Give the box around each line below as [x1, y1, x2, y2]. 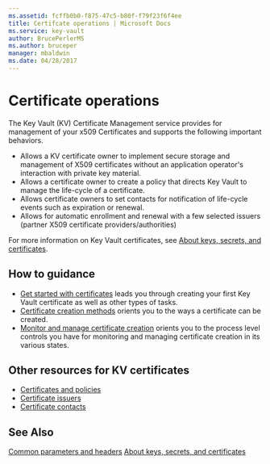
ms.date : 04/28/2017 [8, 57, 78, 65]
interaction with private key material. [19, 168, 141, 178]
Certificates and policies [19, 385, 102, 395]
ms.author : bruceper [8, 42, 78, 50]
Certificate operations [8, 92, 160, 110]
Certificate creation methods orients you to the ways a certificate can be [19, 306, 262, 316]
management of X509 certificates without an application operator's [19, 159, 244, 169]
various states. [19, 340, 70, 349]
